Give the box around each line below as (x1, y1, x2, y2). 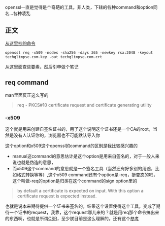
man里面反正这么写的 (5, 92, 49, 98)
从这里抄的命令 (5, 40, 35, 46)
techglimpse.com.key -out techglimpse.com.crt (5, 54, 102, 59)
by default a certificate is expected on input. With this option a (17, 188, 144, 193)
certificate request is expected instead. (17, 193, 97, 199)
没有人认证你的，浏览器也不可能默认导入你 (13, 132, 100, 138)
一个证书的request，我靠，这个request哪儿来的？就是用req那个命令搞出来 (9, 209, 160, 215)
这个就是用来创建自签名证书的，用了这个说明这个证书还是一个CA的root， (5, 126, 154, 132)
